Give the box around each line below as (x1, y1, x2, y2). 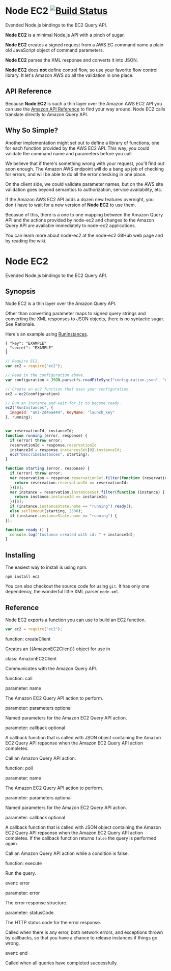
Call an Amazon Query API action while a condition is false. (5, 850, 129, 856)
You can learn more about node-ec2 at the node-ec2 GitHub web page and (5, 232, 163, 238)
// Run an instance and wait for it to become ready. (5, 400, 122, 406)
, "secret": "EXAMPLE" (5, 345, 53, 351)
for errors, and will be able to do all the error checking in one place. (5, 171, 147, 177)
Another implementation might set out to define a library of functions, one (5, 140, 160, 146)
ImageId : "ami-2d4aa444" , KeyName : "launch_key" (10, 410, 115, 415)
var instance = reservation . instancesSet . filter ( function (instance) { (10, 489, 165, 495)
